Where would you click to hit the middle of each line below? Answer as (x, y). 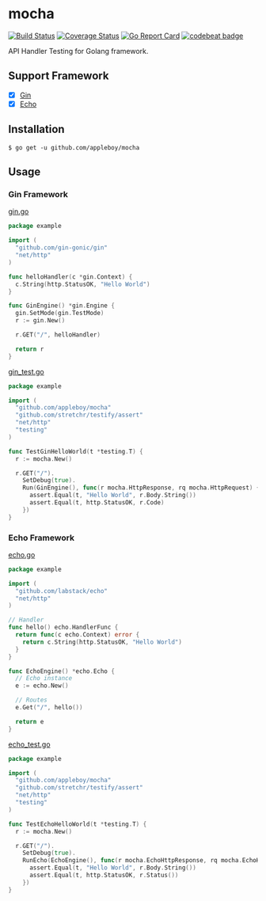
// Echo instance (44, 679)
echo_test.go (29, 744)
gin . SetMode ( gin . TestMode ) (60, 314)
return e (30, 721)
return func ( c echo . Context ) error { (78, 635)
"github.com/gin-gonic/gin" (62, 248)
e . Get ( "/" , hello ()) (49, 708)
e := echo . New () (42, 686)
